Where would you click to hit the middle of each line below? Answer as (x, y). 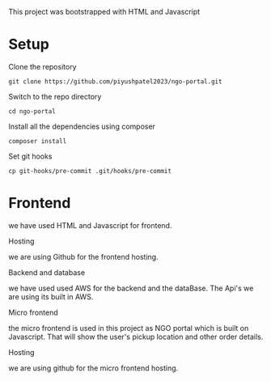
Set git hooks (30, 156)
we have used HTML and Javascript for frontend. (90, 225)
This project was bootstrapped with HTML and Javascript (104, 12)
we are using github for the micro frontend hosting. (93, 368)
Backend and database (47, 272)
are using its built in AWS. (51, 296)
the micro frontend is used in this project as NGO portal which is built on (129, 328)
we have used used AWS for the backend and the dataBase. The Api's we (131, 288)
